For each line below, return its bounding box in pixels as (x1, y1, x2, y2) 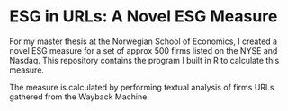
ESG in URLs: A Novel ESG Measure (9, 6, 278, 27)
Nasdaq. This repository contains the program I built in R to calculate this (9, 55, 280, 65)
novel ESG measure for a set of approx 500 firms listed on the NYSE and (9, 45, 278, 55)
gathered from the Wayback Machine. (9, 91, 150, 102)
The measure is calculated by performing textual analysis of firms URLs (9, 81, 274, 92)
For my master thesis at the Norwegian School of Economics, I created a (9, 36, 277, 47)
